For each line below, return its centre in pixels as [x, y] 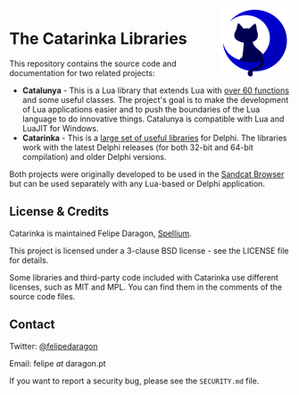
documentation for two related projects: [82, 72]
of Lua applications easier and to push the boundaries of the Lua [141, 109]
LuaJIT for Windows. [61, 128]
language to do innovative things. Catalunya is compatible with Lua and [153, 119]
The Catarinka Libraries [98, 39]
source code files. [42, 296]
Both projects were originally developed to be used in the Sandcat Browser [147, 174]
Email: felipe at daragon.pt [58, 363]
